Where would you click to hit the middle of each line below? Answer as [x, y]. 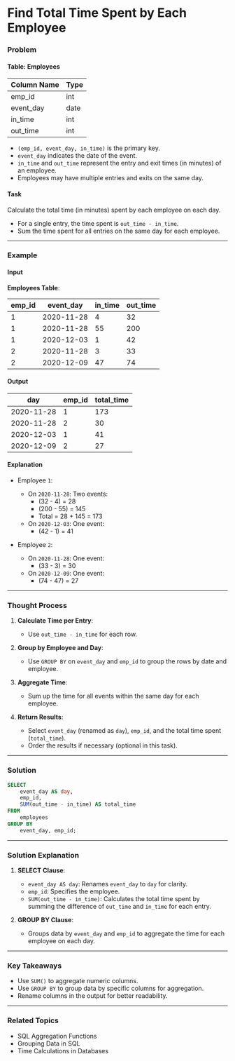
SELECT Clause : [41, 870]
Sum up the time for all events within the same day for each [113, 696]
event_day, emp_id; [48, 830]
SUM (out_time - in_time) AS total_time [78, 804]
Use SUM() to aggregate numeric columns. [78, 981]
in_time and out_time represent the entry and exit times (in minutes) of [119, 163]
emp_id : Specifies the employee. [74, 891]
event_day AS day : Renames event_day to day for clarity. [108, 884]
